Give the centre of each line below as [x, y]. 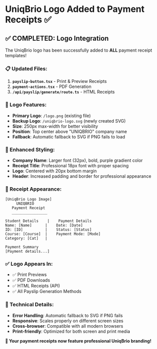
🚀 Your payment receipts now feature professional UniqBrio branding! [78, 341]
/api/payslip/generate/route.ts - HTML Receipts [63, 92]
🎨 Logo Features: [26, 105]
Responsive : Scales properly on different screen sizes [68, 321]
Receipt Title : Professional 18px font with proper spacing [70, 165]
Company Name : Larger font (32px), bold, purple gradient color [78, 160]
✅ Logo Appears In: [29, 264]
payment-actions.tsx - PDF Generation [52, 87]
